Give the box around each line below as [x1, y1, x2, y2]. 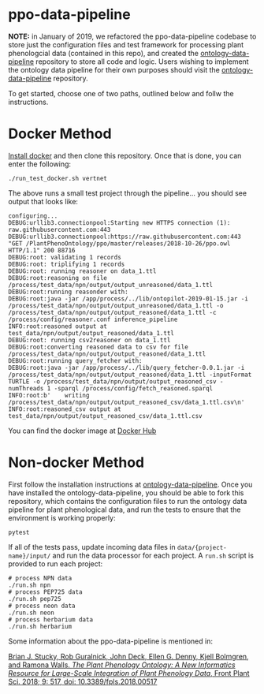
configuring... [8, 211, 58, 220]
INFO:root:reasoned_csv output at [8, 405, 122, 413]
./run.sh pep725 [8, 595, 61, 603]
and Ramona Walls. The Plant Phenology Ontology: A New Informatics [8, 660, 236, 670]
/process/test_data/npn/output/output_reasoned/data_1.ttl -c [8, 308, 217, 316]
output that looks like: [8, 196, 79, 206]
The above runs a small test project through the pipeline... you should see [8, 188, 247, 198]
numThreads [8, 384, 44, 392]
